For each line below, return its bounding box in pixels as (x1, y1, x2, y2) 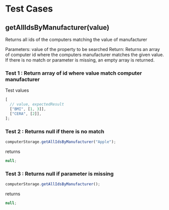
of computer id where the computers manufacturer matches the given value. (5, 51, 164, 58)
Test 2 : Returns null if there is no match (5, 128, 104, 135)
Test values (5, 87, 29, 93)
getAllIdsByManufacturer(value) (5, 23, 109, 32)
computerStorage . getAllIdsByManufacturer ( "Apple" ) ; (5, 139, 116, 144)
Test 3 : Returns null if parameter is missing (5, 170, 114, 177)
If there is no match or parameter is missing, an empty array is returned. (5, 57, 155, 63)
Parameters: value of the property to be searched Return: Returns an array (5, 46, 160, 52)
